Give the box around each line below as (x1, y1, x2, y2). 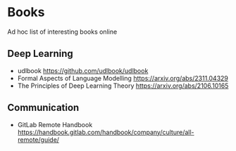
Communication (7, 102, 80, 114)
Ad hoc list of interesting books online (7, 27, 118, 36)
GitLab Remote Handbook (17, 120, 93, 129)
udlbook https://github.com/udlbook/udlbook (17, 66, 149, 74)
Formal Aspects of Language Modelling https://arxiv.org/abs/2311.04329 (17, 74, 229, 82)
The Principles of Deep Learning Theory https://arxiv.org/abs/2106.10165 (17, 81, 229, 90)
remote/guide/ (17, 135, 60, 144)
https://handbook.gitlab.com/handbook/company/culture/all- (17, 128, 195, 136)
